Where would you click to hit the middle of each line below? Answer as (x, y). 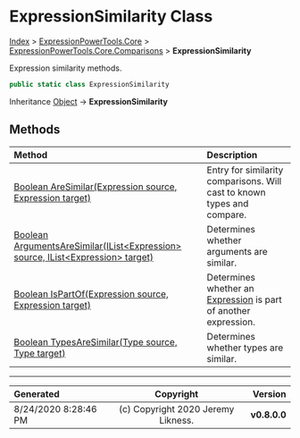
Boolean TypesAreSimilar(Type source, (96, 341)
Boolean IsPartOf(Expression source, (91, 294)
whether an (230, 288)
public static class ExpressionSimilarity (89, 84)
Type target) (40, 353)
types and (228, 203)
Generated (37, 393)
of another (229, 310)
